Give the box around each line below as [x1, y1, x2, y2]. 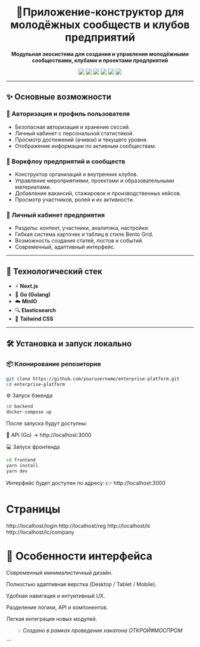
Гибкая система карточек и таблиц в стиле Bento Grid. [14, 231, 154, 238]
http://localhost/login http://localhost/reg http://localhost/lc [6, 522, 151, 529]
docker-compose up [6, 409, 52, 415]
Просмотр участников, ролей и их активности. [14, 196, 135, 203]
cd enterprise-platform [6, 381, 65, 387]
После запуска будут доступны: [6, 420, 87, 427]
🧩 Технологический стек [6, 266, 102, 276]
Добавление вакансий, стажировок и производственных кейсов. [14, 189, 182, 197]
